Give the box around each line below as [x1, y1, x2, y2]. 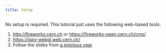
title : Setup [5, 7, 33, 13]
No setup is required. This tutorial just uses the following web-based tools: [5, 21, 161, 27]
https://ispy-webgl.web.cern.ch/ [12, 36, 80, 42]
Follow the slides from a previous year [12, 41, 92, 48]
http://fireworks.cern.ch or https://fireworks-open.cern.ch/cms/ [12, 31, 146, 37]
